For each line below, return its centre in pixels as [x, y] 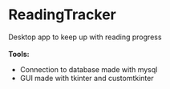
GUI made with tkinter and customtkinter [87, 78]
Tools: [19, 54]
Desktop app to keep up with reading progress [85, 37]
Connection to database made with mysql [89, 69]
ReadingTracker [62, 15]
